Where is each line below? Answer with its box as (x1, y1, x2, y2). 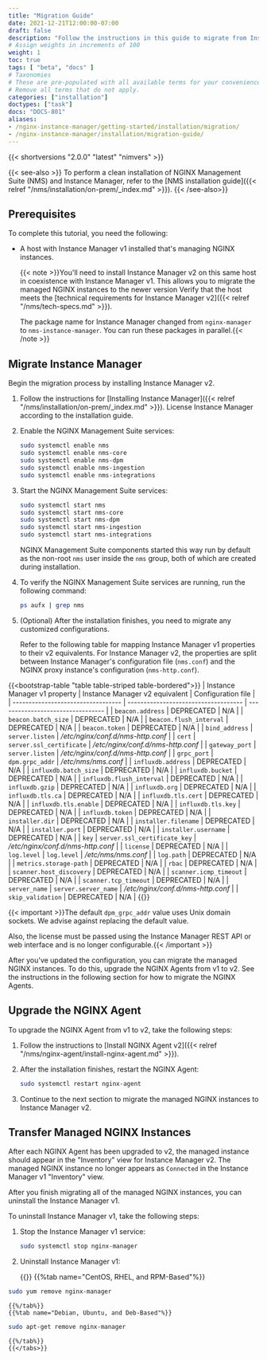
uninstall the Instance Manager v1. (8, 1196, 121, 1205)
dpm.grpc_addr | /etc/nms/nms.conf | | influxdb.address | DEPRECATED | (8, 756, 246, 766)
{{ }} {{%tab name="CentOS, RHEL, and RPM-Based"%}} (19, 1272, 206, 1282)
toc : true (8, 57, 41, 65)
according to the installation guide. (19, 411, 133, 421)
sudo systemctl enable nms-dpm (19, 457, 124, 464)
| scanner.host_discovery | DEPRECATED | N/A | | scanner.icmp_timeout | (8, 866, 247, 876)
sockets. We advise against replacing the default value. (8, 915, 189, 925)
